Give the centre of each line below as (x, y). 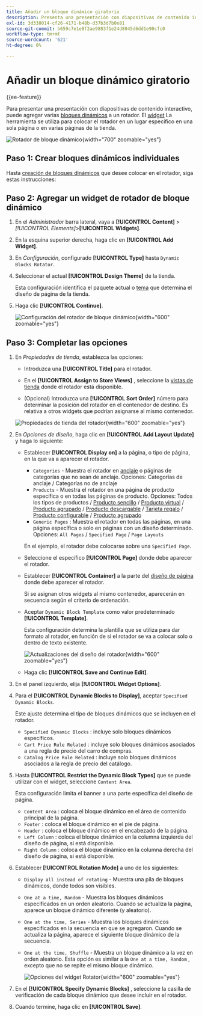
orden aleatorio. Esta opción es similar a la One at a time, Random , (107, 959)
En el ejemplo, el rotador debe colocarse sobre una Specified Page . (108, 546)
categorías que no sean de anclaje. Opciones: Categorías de (108, 477)
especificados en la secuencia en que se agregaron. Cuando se (103, 928)
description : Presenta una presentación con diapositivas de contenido (98, 17)
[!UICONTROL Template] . (56, 618)
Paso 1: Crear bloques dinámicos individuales (93, 158)
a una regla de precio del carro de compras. (78, 751)
